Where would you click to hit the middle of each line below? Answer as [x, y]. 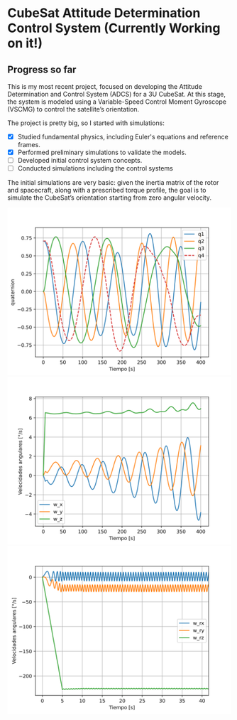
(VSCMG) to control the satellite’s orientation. [73, 109]
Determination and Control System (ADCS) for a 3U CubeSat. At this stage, [116, 94]
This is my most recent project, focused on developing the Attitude [105, 86]
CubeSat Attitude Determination [104, 13]
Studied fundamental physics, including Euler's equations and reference [123, 137]
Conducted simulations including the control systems [95, 168]
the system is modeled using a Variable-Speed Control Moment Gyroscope [117, 102]
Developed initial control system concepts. [80, 161]
